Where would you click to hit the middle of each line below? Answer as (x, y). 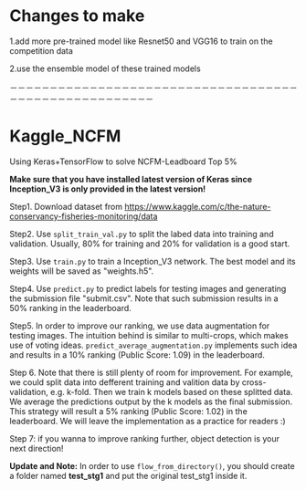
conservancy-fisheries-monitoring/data (84, 216)
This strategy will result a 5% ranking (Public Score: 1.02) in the (129, 411)
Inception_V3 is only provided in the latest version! (108, 189)
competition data (41, 50)
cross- (254, 382)
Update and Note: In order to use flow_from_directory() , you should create (152, 465)
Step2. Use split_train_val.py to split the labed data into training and (142, 234)
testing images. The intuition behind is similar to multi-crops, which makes (149, 335)
